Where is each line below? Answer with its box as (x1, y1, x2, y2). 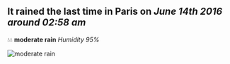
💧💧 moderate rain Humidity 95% (7, 35, 100, 44)
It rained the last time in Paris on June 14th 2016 (7, 6, 223, 18)
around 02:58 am (7, 17, 86, 29)
